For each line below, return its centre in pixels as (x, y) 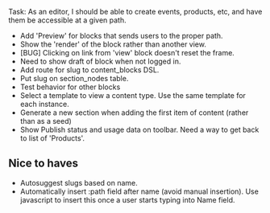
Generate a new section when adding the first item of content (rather (134, 113)
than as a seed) (46, 121)
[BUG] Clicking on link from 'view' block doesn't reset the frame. (127, 53)
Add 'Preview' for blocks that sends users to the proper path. (121, 36)
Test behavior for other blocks (70, 87)
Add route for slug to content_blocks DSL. (89, 70)
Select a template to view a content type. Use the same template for (133, 95)
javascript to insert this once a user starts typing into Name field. (127, 199)
